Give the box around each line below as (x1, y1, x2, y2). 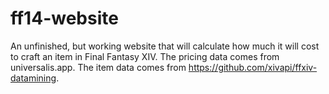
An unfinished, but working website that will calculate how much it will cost (10, 40, 320, 52)
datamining (10, 72, 57, 84)
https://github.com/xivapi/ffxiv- (188, 61, 318, 73)
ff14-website (10, 7, 119, 30)
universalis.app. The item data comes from (10, 61, 187, 73)
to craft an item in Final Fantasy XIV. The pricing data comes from (10, 50, 280, 62)
